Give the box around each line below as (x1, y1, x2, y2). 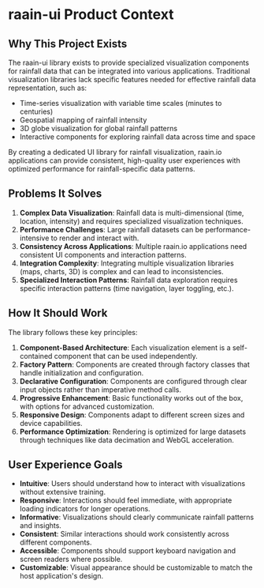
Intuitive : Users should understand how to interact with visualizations (19, 479, 246, 488)
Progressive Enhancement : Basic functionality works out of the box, (19, 393, 244, 402)
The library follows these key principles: (8, 327, 138, 337)
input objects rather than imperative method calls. (19, 385, 181, 394)
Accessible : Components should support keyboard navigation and (19, 546, 236, 556)
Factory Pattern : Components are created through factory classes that (19, 360, 250, 369)
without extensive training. (19, 488, 106, 497)
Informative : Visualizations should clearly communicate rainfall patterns (19, 512, 255, 522)
